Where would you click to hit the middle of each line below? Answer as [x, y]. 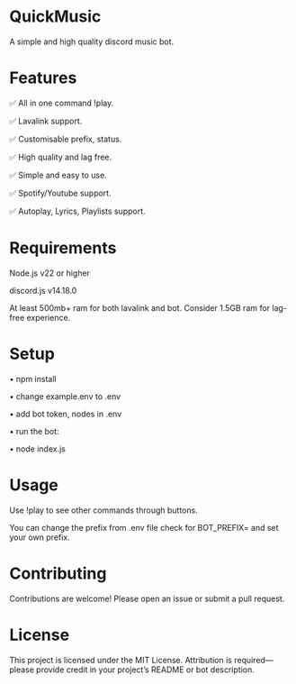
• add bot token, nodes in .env [66, 414]
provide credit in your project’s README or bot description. [145, 670]
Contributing [58, 573]
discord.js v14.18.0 [43, 290]
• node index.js [37, 449]
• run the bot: [35, 431]
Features [43, 78]
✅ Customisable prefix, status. [66, 139]
